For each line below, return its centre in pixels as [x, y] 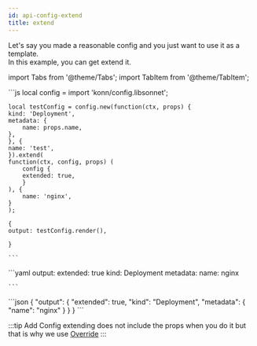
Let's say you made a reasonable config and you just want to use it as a [124, 45]
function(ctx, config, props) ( [61, 162]
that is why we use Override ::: [57, 333]
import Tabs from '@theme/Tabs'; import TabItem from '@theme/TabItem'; [129, 77]
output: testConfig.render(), [58, 230]
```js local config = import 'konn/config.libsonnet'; [88, 92]
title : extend [31, 23]
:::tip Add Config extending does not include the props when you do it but [127, 325]
